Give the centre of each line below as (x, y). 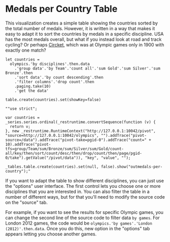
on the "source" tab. (26, 202)
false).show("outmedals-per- (132, 166)
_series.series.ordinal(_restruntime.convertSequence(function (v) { (81, 122)
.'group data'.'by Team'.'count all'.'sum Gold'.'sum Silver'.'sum (87, 68)
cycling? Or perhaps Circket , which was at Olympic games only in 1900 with (85, 44)
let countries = (22, 59)
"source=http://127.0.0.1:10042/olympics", (52, 135)
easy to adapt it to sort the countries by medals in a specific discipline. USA (84, 34)
